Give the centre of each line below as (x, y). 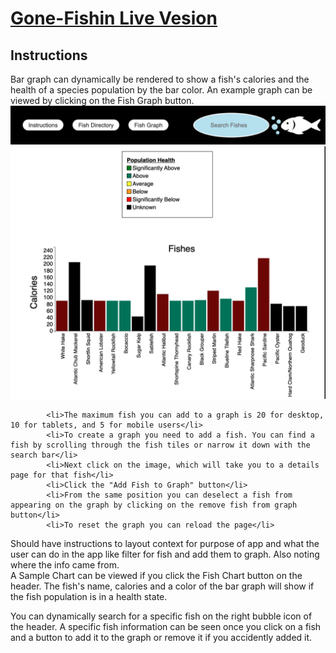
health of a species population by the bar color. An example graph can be (161, 90)
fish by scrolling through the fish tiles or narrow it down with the (160, 445)
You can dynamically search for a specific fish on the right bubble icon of (161, 616)
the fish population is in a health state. (89, 596)
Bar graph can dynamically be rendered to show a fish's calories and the (160, 79)
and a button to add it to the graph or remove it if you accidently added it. (161, 637)
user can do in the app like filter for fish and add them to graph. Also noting (165, 554)
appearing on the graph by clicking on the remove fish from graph (154, 505)
